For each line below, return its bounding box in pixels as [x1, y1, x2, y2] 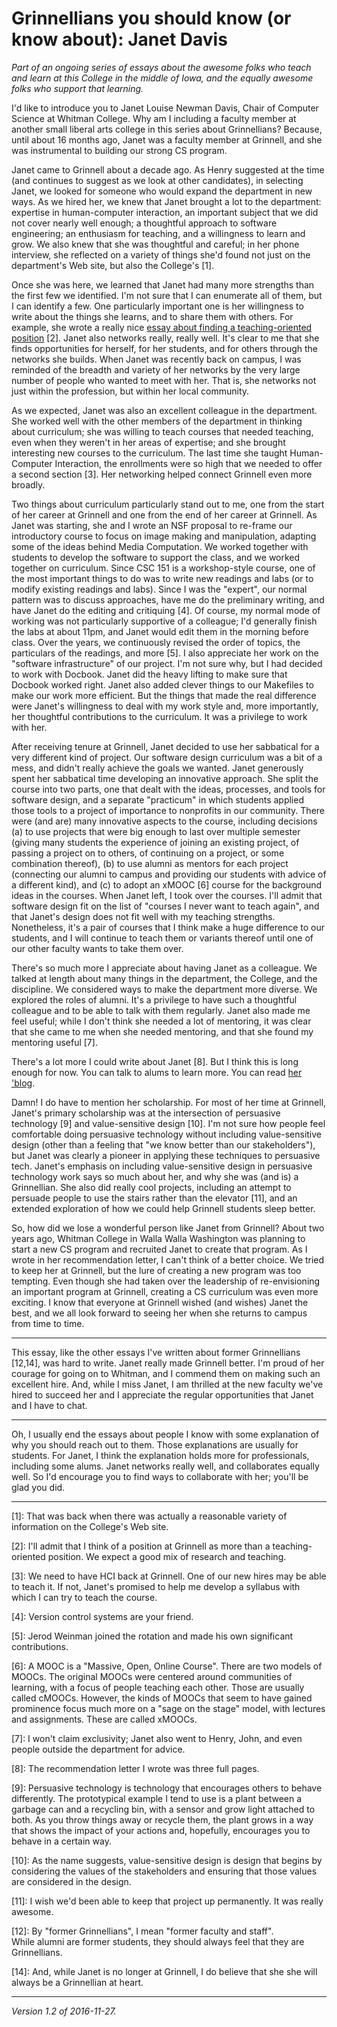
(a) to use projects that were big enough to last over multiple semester [11, 825, 301, 837]
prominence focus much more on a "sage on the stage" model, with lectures [11, 1702, 326, 1714]
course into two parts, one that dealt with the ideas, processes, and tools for [11, 783, 326, 795]
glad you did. [11, 1481, 66, 1493]
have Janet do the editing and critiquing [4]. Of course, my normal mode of [11, 604, 321, 616]
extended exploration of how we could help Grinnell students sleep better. [11, 1202, 316, 1214]
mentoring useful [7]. [11, 1036, 98, 1048]
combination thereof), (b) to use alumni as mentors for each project [11, 857, 289, 869]
